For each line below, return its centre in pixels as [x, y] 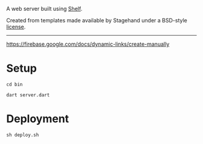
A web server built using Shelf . [44, 9]
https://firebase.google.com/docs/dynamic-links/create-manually [88, 44]
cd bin [14, 84]
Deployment [38, 119]
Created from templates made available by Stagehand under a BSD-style [97, 20]
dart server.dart [28, 95]
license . [16, 27]
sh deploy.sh [23, 135]
